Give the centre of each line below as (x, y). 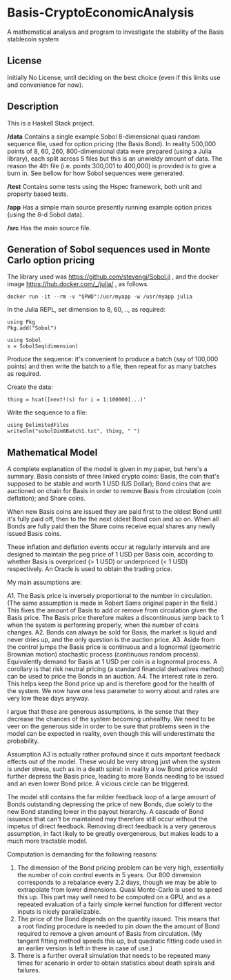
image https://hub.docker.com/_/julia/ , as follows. (78, 284)
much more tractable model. (47, 841)
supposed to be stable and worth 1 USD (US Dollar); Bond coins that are (109, 483)
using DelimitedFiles (38, 426)
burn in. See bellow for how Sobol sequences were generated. (96, 173)
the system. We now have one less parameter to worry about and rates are (113, 691)
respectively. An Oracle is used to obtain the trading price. (90, 569)
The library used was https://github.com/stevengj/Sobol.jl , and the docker (113, 277)
